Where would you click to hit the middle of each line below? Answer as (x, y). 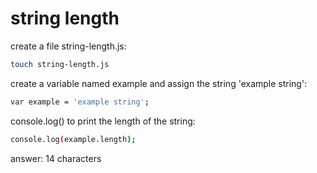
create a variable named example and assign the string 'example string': (159, 83)
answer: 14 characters (56, 158)
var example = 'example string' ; (80, 102)
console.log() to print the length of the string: (103, 121)
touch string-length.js (60, 64)
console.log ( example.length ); (73, 139)
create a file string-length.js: (68, 46)
